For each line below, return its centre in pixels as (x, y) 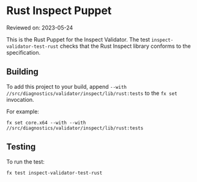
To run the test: (25, 161)
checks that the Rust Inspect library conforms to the (125, 46)
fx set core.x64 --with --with (46, 123)
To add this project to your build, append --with (67, 86)
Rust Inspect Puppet (59, 11)
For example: (23, 112)
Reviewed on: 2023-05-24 (40, 28)
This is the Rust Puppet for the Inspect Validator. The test (78, 39)
